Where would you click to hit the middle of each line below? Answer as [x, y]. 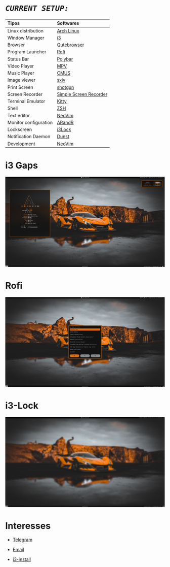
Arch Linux [68, 30]
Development [21, 144]
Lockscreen [20, 129]
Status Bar [18, 59]
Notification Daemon [29, 137]
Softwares [68, 23]
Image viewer [22, 80]
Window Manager [26, 38]
